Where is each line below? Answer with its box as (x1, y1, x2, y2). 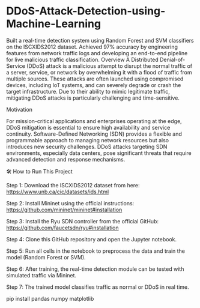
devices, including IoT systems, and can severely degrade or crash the (6, 81, 181, 88)
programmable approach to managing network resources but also (6, 136, 169, 143)
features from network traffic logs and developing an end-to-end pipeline (6, 49, 188, 56)
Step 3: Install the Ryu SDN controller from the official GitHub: (6, 217, 159, 225)
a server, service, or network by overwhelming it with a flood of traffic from (6, 68, 192, 76)
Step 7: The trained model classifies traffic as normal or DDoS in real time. (6, 283, 189, 291)
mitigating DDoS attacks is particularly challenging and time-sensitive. (6, 94, 180, 101)
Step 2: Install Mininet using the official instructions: (6, 199, 135, 207)
